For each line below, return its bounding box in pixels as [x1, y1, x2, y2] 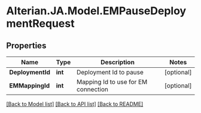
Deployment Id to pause [77, 68, 144, 76]
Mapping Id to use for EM [77, 78, 148, 86]
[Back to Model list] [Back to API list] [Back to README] [6, 101, 144, 108]
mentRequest [6, 17, 75, 30]
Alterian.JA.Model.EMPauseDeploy [6, 4, 187, 18]
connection [77, 85, 109, 93]
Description [100, 58, 135, 66]
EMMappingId [9, 81, 50, 90]
